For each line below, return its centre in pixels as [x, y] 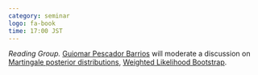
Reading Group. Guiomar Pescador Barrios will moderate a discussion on [129, 54]
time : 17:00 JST [35, 31]
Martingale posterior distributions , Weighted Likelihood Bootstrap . [118, 62]
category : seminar [39, 16]
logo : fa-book [32, 23]
